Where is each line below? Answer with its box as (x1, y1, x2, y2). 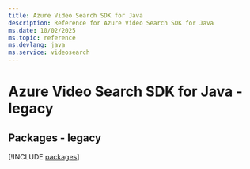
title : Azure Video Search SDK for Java (8, 11, 144, 20)
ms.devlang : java (8, 41, 66, 49)
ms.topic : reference (8, 33, 77, 42)
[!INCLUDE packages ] (8, 152, 80, 161)
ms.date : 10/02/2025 (8, 26, 77, 34)
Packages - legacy (8, 131, 101, 144)
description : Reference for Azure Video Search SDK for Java (8, 19, 214, 27)
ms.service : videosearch (8, 48, 90, 56)
